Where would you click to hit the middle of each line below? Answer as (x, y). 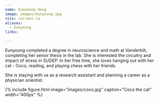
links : (12, 32)
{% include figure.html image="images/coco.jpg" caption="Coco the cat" (78, 89)
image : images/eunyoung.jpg (33, 14)
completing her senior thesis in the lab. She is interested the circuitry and (78, 55)
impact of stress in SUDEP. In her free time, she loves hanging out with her (79, 60)
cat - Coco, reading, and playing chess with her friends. (61, 65)
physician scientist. (24, 80)
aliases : (14, 23)
